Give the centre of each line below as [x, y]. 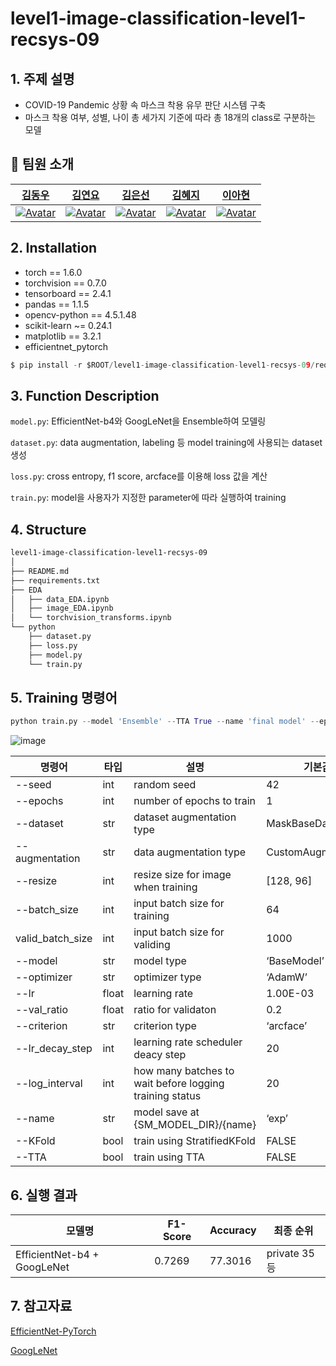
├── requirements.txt [55, 580]
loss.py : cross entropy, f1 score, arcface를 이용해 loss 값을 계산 [139, 476]
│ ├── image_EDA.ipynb [62, 608]
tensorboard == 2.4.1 [68, 293]
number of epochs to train [195, 801]
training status [167, 1096]
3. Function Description [85, 395]
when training [165, 887]
